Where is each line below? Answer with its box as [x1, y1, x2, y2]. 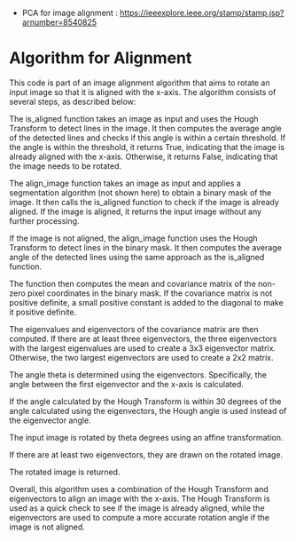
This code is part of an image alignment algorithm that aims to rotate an [9, 77, 270, 88]
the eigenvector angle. [9, 415, 91, 426]
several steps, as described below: [9, 96, 136, 107]
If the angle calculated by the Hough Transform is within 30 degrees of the [9, 395, 282, 407]
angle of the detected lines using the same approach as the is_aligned [9, 251, 265, 262]
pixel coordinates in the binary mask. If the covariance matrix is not [27, 288, 273, 298]
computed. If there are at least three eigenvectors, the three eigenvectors [9, 333, 277, 344]
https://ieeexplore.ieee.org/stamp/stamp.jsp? [119, 8, 284, 18]
